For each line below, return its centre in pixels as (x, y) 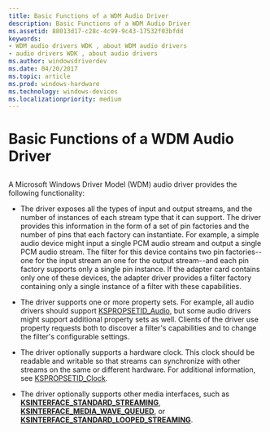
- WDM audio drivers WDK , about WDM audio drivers (98, 46)
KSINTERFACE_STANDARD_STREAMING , (90, 402)
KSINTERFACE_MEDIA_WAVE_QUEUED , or (93, 411)
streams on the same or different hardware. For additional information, (138, 369)
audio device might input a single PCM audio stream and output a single (141, 243)
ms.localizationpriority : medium (65, 99)
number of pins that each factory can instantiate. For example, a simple (139, 234)
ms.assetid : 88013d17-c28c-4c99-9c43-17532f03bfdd (96, 31)
